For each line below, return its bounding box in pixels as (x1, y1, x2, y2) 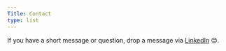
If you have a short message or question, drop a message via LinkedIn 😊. (7, 36, 220, 44)
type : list (7, 17, 39, 24)
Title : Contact (7, 10, 52, 17)
